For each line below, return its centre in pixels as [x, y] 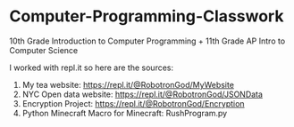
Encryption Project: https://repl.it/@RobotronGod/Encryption [133, 103]
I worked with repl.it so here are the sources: [92, 67]
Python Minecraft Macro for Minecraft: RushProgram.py [125, 113]
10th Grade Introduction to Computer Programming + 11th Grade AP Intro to [147, 41]
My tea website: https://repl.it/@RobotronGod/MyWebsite [128, 84]
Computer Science [44, 50]
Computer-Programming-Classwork [147, 16]
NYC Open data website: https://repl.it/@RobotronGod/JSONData [143, 94]
